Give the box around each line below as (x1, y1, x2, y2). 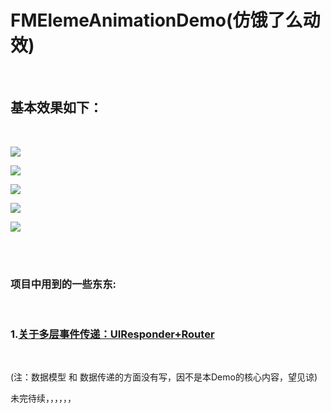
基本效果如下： (10, 99, 103, 116)
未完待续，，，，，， (10, 392, 77, 405)
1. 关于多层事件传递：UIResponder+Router (10, 327, 215, 341)
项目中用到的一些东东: (10, 277, 117, 291)
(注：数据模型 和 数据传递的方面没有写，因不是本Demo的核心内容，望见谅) (10, 371, 318, 383)
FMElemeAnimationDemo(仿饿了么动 (10, 9, 321, 32)
